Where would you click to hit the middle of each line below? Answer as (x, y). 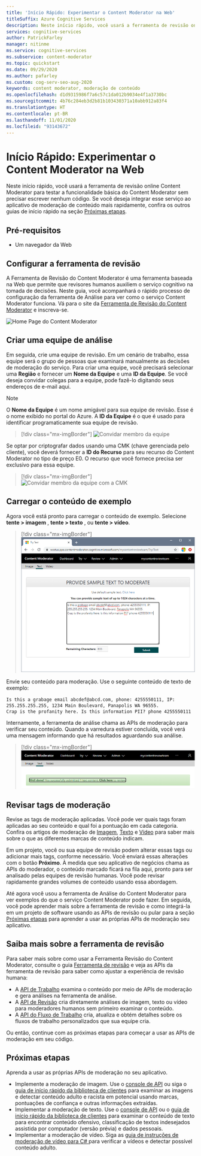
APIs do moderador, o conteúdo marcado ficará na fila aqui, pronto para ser (100, 869)
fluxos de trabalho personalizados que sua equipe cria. (83, 1021)
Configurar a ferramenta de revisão (73, 264)
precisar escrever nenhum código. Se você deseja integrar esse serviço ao (99, 199)
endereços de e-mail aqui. (39, 386)
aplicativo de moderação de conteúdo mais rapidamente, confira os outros (98, 205)
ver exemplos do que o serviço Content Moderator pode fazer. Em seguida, (99, 900)
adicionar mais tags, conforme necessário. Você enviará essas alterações (97, 856)
